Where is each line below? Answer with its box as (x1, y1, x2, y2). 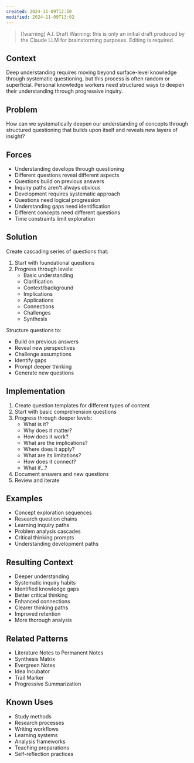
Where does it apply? (23, 445, 75, 453)
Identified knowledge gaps (14, 585, 79, 593)
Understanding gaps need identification (14, 202, 111, 210)
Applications (23, 296, 54, 303)
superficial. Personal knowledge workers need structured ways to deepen (6, 82, 185, 89)
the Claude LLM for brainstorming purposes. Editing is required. (20, 36, 175, 43)
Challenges (23, 309, 51, 316)
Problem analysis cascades (14, 528, 81, 535)
